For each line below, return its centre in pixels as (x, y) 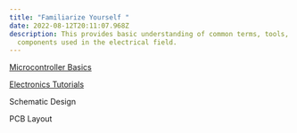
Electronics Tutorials (47, 84)
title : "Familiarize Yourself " (69, 17)
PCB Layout (31, 119)
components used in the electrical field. (97, 42)
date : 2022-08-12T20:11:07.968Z (69, 26)
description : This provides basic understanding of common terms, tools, (149, 34)
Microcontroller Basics (50, 67)
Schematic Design (43, 102)
